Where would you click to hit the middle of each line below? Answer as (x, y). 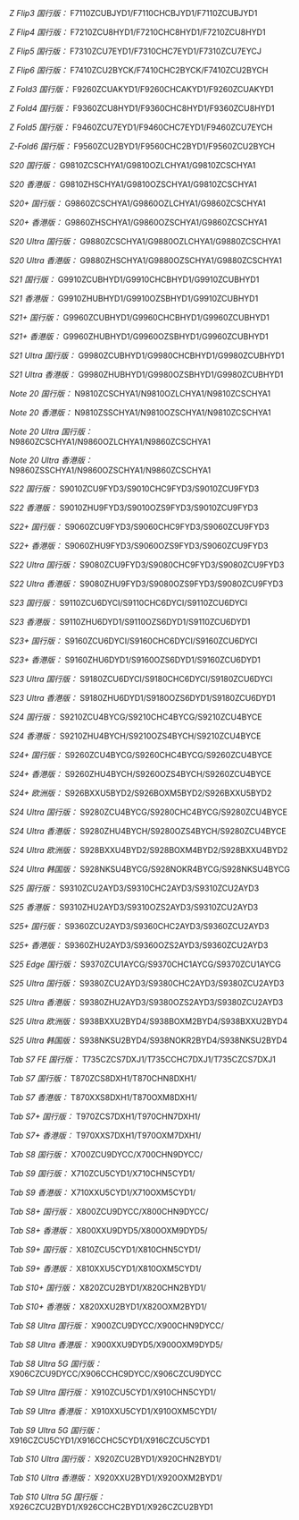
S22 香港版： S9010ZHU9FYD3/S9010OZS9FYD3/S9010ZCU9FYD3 (134, 508)
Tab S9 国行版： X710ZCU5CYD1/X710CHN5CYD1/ (102, 1174)
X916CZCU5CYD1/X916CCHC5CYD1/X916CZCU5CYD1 (109, 1440)
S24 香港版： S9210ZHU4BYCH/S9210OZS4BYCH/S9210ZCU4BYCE (135, 736)
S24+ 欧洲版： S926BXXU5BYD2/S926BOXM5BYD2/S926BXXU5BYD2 (141, 793)
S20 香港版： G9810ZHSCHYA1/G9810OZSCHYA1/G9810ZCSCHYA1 (133, 184)
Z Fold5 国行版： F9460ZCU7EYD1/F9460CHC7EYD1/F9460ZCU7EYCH (141, 127)
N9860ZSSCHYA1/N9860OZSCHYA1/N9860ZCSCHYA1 (110, 470)
